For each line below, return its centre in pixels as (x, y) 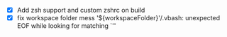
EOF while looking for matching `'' (66, 26)
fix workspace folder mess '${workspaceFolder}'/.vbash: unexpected (118, 18)
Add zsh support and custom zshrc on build (81, 10)
